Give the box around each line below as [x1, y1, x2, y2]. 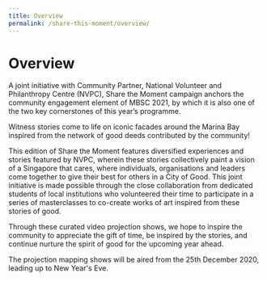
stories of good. [8, 207, 62, 216]
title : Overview [8, 11, 63, 20]
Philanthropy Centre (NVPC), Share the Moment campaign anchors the [8, 90, 244, 99]
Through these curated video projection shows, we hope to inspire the [8, 222, 243, 232]
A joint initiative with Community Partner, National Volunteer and [8, 81, 222, 90]
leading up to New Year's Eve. [8, 263, 109, 273]
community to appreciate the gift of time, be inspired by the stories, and [8, 231, 248, 241]
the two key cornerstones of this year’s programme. [8, 107, 181, 116]
